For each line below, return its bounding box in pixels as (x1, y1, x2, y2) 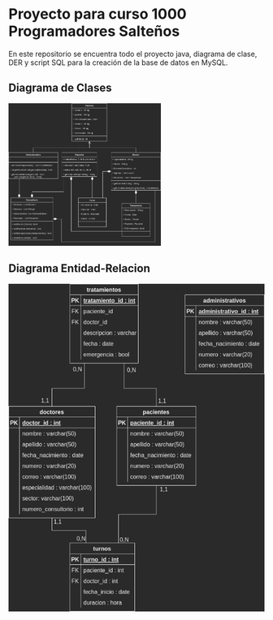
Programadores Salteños (8, 22, 180, 41)
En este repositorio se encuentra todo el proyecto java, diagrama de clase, (8, 49, 258, 58)
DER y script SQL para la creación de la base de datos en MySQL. (8, 58, 228, 67)
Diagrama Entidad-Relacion (8, 261, 150, 276)
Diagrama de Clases (8, 81, 112, 95)
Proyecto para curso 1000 (8, 5, 187, 24)
